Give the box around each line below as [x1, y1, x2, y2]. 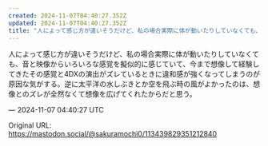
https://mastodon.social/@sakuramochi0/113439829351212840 [8, 129, 218, 139]
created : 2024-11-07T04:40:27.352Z [8, 11, 127, 20]
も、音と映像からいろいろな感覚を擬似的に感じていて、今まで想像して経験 [8, 59, 254, 69]
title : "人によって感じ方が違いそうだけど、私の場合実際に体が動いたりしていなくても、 [8, 26, 262, 34]
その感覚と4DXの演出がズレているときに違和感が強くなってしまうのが [29, 69, 261, 79]
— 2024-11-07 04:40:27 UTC [8, 105, 104, 115]
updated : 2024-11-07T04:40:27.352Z [8, 19, 127, 27]
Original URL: [8, 120, 52, 130]
